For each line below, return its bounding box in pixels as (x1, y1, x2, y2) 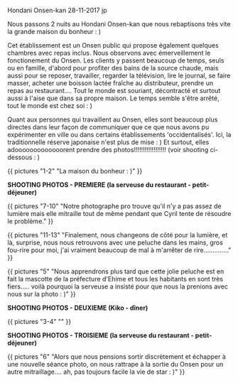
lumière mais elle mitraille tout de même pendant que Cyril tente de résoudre (7, 210, 232, 217)
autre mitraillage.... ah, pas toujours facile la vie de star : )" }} (7, 367, 185, 376)
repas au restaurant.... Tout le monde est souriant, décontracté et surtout (7, 87, 221, 95)
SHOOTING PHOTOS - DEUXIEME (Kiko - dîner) (7, 303, 148, 312)
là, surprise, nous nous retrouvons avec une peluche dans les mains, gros (7, 238, 224, 247)
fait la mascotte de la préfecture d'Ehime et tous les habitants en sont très (7, 275, 224, 283)
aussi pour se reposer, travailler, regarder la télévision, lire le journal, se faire (7, 71, 231, 80)
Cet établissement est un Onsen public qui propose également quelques (7, 41, 219, 49)
